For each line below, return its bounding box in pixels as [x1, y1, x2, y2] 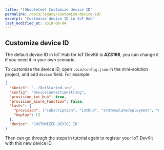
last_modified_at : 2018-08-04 [5, 20, 67, 26]
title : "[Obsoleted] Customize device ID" [5, 7, 93, 12]
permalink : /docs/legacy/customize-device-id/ [5, 12, 102, 17]
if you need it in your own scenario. [5, 57, 76, 63]
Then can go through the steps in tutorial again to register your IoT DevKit [5, 135, 153, 141]
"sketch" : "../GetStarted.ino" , [9, 85, 76, 90]
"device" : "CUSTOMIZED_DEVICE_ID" [9, 121, 80, 127]
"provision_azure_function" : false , [9, 99, 84, 104]
